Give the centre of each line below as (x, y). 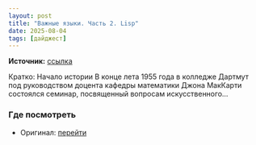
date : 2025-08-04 (38, 31)
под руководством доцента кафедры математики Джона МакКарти (125, 85)
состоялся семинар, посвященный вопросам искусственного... (118, 94)
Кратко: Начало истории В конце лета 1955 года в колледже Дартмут (128, 77)
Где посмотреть (42, 115)
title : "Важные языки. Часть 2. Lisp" (73, 23)
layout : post (30, 16)
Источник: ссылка (40, 61)
